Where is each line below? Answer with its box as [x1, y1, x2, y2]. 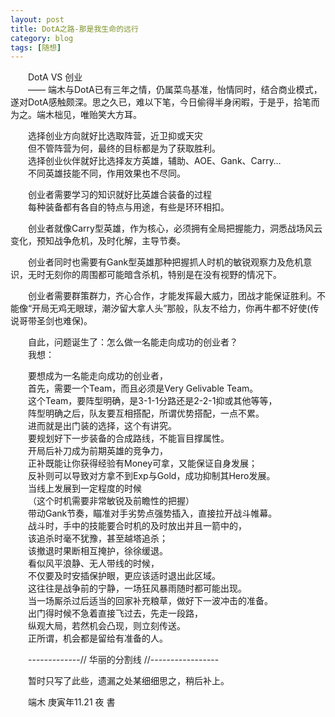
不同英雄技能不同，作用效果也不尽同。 [28, 167, 186, 180]
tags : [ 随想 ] [10, 42, 62, 53]
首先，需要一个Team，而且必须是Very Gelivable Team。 [28, 382, 259, 395]
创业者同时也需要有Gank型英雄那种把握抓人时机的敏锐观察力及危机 [28, 256, 304, 268]
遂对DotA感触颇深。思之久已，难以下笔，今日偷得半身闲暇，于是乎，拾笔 [10, 96, 312, 108]
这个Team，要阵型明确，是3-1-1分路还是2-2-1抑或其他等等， [28, 395, 278, 407]
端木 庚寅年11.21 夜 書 [28, 696, 116, 708]
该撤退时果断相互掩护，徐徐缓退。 [28, 545, 168, 557]
